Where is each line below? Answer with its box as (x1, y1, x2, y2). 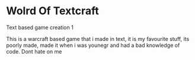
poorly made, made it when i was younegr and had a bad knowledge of (6, 42, 180, 49)
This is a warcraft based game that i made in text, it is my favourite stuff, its (6, 35, 190, 42)
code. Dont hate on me (6, 48, 62, 55)
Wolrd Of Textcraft (6, 4, 100, 18)
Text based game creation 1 (6, 24, 74, 31)
